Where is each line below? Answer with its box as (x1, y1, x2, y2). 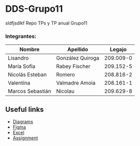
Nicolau (56, 88, 75, 95)
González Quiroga (56, 55, 100, 62)
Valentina (8, 80, 31, 87)
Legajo (109, 46, 127, 53)
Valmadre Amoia (56, 80, 96, 87)
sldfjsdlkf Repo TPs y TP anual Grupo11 (5, 20, 88, 26)
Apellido (67, 46, 88, 53)
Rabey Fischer (56, 63, 91, 70)
